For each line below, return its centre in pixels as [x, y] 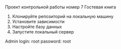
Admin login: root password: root [38, 41]
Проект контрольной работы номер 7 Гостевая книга [60, 7]
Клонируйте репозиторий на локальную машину [63, 16]
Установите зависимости [38, 22]
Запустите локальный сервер [43, 32]
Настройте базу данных [37, 27]
